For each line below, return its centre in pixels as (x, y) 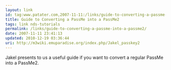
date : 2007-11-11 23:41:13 (34, 33)
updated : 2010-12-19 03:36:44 (37, 39)
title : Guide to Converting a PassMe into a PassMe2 (62, 19)
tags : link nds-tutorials (33, 24)
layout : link (19, 10)
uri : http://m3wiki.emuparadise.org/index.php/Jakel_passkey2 (73, 43)
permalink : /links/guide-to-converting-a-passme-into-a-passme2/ (76, 29)
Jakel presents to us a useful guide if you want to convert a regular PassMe (84, 57)
